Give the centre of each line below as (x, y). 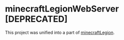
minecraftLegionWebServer (62, 9)
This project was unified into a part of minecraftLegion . (60, 32)
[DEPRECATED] (36, 19)
